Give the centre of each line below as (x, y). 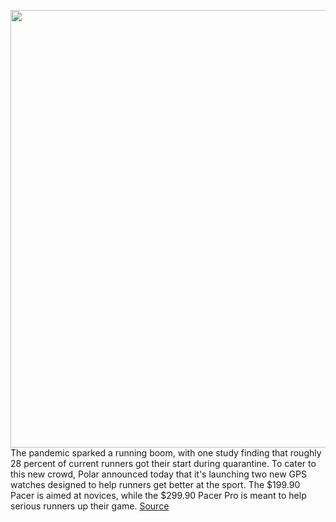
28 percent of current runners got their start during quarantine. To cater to (163, 463)
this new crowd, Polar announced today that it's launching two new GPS (158, 474)
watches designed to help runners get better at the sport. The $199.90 (155, 484)
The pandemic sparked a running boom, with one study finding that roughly (166, 453)
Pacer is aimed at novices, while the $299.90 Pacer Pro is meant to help (158, 495)
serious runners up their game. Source (90, 506)
